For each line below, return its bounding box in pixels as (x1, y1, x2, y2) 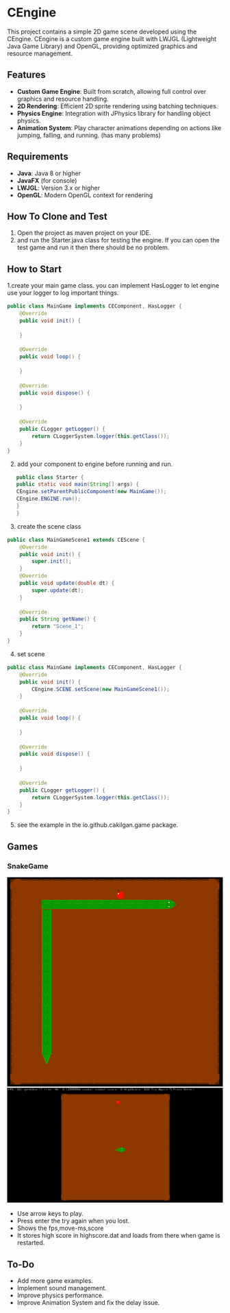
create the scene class (16, 522, 81, 530)
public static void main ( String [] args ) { (16, 481, 139, 488)
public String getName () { (19, 616, 97, 623)
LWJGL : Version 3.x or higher (16, 184, 101, 192)
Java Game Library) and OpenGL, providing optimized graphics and (7, 42, 198, 50)
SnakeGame (7, 861, 49, 871)
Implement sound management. (16, 1284, 107, 1292)
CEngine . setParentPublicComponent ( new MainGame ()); (16, 488, 167, 495)
